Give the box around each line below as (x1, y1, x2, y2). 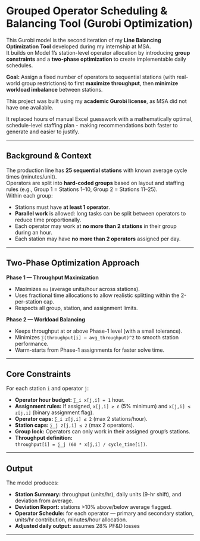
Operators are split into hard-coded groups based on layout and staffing (6, 179, 185, 186)
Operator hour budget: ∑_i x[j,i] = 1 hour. (14, 396, 125, 404)
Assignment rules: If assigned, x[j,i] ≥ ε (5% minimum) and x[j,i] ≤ (14, 403, 190, 410)
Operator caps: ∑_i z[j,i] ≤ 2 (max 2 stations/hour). (14, 415, 148, 423)
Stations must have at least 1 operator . (14, 204, 110, 211)
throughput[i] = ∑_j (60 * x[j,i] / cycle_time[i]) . (14, 440, 148, 448)
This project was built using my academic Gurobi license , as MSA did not (6, 97, 187, 105)
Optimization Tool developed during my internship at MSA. (6, 43, 151, 50)
